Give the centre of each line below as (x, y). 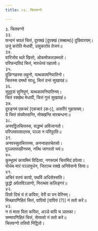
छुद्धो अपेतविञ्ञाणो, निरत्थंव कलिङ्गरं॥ (36, 183)
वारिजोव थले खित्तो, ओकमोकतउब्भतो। (36, 57)
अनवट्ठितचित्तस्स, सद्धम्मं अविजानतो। (35, 126)
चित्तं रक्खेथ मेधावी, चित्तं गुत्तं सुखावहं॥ (36, 97)
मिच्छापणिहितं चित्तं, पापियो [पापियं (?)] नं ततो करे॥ (46, 200)
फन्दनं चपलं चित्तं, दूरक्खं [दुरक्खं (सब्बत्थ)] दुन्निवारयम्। (50, 40)
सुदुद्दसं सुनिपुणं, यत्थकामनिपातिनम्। (34, 91)
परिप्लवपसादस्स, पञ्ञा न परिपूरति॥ (34, 131)
